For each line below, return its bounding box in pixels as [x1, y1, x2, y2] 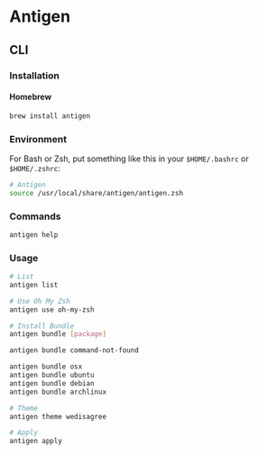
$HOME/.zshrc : [9, 162, 60, 173]
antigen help [9, 230, 59, 240]
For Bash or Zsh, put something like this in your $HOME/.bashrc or [9, 153, 250, 164]
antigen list [9, 280, 59, 289]
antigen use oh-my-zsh [9, 304, 95, 314]
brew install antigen [9, 111, 91, 121]
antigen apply [9, 437, 63, 446]
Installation [9, 69, 60, 82]
